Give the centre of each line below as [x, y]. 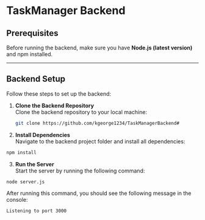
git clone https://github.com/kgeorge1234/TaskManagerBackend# [97, 123]
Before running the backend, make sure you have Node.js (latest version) [99, 48]
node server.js [26, 182]
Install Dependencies [42, 135]
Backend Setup [36, 79]
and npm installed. [30, 54]
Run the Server [34, 164]
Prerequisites [32, 33]
